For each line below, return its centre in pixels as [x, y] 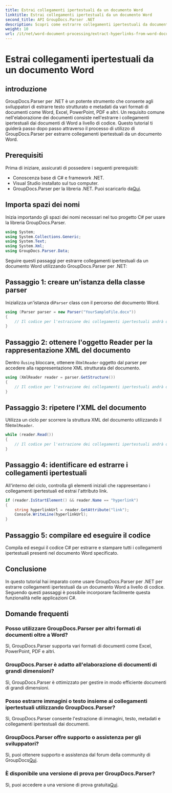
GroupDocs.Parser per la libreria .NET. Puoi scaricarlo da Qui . [77, 189]
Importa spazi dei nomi [43, 205]
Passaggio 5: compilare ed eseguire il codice [78, 535]
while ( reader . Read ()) [29, 435]
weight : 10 [17, 29]
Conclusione [26, 569]
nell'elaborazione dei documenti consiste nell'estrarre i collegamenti [77, 118]
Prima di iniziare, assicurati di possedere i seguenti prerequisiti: [72, 168]
